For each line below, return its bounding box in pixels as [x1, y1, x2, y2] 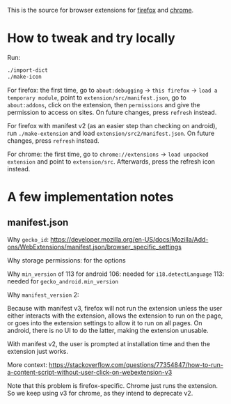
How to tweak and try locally [7, 31, 175, 46]
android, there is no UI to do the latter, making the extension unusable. [7, 326, 209, 334]
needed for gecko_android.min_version [7, 277, 119, 285]
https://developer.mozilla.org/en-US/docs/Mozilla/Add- [49, 235, 209, 243]
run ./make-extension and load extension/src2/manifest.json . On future [7, 129, 215, 137]
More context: [7, 360, 47, 368]
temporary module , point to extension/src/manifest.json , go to [7, 93, 186, 102]
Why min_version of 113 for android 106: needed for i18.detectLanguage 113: [7, 270, 225, 278]
